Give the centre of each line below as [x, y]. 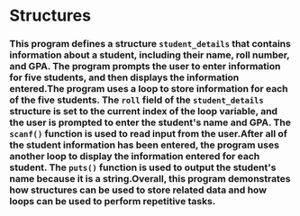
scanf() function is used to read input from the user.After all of [149, 134]
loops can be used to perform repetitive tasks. [113, 202]
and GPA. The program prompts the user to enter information [145, 67]
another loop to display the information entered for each [135, 157]
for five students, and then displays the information [124, 77]
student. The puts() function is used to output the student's [143, 167]
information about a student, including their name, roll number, [150, 55]
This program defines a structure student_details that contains [150, 44]
